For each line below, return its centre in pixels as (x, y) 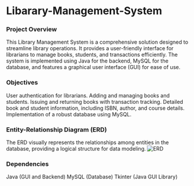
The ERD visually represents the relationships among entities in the (88, 142)
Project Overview (32, 30)
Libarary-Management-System (84, 11)
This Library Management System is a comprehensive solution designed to (97, 42)
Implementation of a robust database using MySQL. (69, 114)
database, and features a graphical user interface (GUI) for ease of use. (93, 67)
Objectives (22, 83)
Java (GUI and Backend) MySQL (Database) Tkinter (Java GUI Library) (92, 177)
